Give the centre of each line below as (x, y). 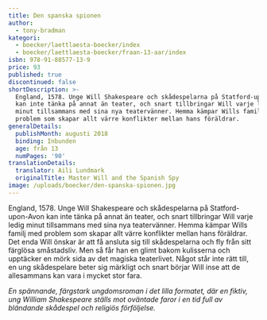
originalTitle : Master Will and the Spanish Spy (97, 178)
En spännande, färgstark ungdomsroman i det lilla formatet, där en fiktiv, (128, 291)
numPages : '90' (41, 156)
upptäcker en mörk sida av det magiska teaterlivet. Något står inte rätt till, (128, 258)
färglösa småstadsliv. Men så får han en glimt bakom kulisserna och (119, 250)
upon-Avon (27, 216)
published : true (35, 75)
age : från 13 (37, 148)
